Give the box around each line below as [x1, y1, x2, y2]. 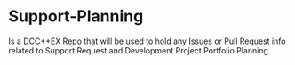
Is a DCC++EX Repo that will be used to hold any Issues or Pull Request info [8, 36, 286, 46]
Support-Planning [8, 6, 144, 27]
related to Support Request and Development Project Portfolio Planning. [8, 45, 271, 55]
